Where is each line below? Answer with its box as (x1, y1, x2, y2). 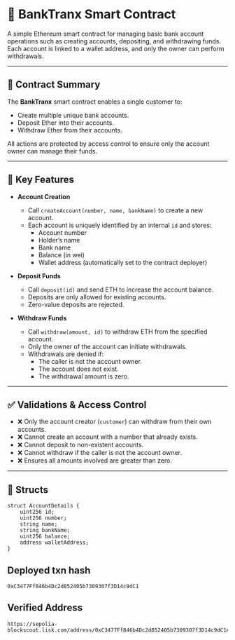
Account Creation (17, 192, 71, 200)
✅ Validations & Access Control (7, 399, 147, 411)
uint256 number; (20, 515, 68, 522)
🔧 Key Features (7, 174, 75, 186)
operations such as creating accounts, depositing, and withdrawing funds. (7, 36, 222, 45)
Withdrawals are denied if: (27, 350, 104, 358)
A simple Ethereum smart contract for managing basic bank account (7, 29, 204, 38)
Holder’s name (38, 236, 80, 244)
